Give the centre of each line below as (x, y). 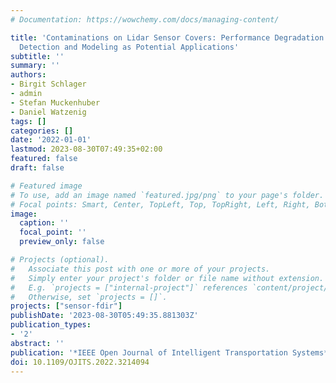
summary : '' (35, 66)
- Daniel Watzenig (48, 112)
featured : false (44, 159)
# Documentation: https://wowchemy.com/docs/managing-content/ (145, 19)
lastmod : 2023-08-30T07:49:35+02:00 (86, 149)
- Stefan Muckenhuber (55, 102)
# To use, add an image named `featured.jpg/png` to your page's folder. (167, 195)
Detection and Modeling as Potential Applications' (129, 47)
